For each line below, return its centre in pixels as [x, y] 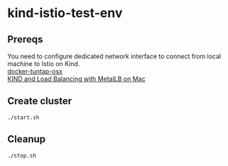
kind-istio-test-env [65, 13]
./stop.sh [22, 155]
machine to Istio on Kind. [44, 64]
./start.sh [23, 117]
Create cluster [40, 101]
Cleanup [27, 139]
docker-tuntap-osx [35, 71]
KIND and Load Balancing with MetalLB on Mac [76, 79]
